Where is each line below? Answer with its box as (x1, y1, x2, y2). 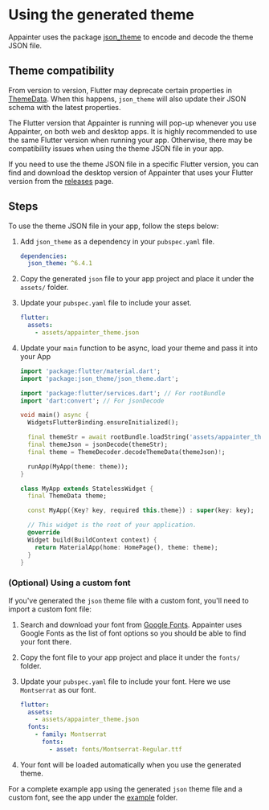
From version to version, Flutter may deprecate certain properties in (8, 85, 233, 95)
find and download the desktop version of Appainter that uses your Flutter (8, 167, 254, 178)
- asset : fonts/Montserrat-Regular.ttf (49, 745, 182, 753)
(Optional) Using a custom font (8, 577, 131, 588)
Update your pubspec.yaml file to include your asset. (19, 298, 192, 308)
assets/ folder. (19, 283, 69, 292)
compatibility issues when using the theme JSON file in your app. (8, 143, 225, 153)
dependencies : (19, 252, 67, 260)
